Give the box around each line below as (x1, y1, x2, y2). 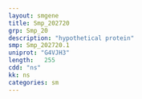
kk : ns (8, 71, 30, 79)
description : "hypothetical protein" (8, 34, 135, 42)
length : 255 (8, 57, 56, 65)
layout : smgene (8, 11, 59, 20)
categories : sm (8, 78, 59, 86)
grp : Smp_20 (8, 26, 48, 34)
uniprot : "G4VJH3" (8, 49, 70, 57)
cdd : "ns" (8, 64, 42, 72)
